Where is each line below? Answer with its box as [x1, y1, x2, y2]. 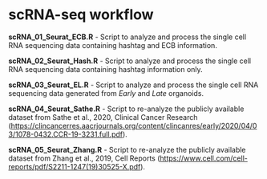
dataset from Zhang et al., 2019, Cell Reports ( [8, 153, 160, 163]
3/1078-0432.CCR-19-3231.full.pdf [8, 129, 123, 139]
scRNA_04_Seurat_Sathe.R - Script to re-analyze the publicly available [8, 104, 245, 113]
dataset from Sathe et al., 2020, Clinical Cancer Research [8, 112, 198, 121]
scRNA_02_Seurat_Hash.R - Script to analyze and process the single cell [8, 56, 251, 66]
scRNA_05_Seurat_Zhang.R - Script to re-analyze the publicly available [8, 145, 246, 154]
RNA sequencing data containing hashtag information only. [8, 64, 203, 74]
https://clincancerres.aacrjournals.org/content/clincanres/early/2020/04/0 [10, 121, 257, 130]
